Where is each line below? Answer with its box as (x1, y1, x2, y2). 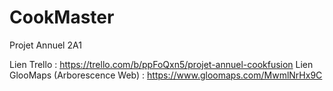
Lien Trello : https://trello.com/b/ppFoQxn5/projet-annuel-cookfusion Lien (9, 58, 314, 70)
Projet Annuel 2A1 (9, 39, 82, 51)
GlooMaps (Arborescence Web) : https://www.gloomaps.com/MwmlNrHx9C (9, 69, 323, 81)
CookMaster (9, 6, 115, 29)
